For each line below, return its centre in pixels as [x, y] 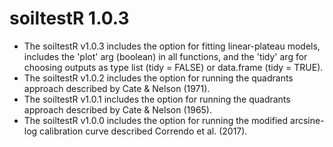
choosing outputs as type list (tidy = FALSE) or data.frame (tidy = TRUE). [173, 67]
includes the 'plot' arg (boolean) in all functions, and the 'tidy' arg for [165, 56]
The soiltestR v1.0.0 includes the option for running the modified [156, 120]
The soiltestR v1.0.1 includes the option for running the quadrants [157, 99]
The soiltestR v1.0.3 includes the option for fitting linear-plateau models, [172, 46]
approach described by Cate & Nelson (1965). [118, 109]
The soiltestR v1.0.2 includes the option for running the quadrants [158, 78]
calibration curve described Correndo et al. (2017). [143, 131]
